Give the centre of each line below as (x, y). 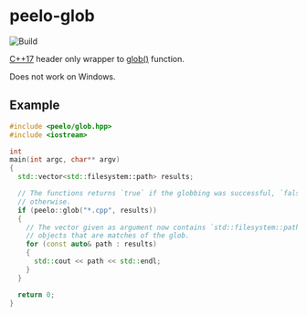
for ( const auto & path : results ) (91, 244)
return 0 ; (36, 295)
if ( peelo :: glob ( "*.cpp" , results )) (87, 210)
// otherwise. (44, 202)
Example (35, 105)
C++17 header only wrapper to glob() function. (97, 58)
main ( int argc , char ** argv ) (65, 160)
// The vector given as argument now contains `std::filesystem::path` (165, 227)
